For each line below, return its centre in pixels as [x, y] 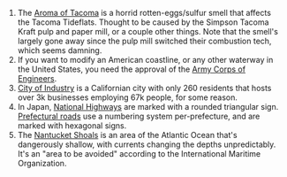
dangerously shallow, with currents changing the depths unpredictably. [147, 144]
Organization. [42, 163]
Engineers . [37, 78]
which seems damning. [60, 50]
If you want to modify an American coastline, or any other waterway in [145, 60]
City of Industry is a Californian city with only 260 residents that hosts [144, 88]
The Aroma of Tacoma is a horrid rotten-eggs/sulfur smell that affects [144, 13]
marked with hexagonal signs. [72, 126]
